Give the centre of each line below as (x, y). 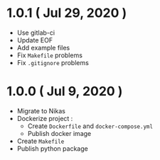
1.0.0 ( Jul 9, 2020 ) (65, 92)
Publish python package (52, 148)
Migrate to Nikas (41, 110)
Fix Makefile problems (50, 55)
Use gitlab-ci (36, 33)
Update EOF (35, 40)
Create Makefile (41, 141)
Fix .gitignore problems (53, 62)
